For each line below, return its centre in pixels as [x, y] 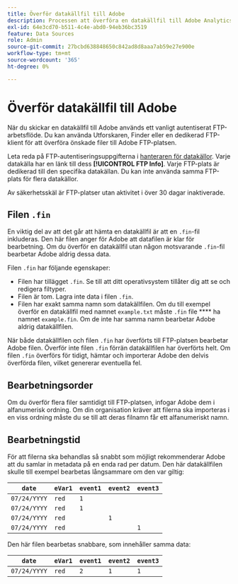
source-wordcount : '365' [44, 60]
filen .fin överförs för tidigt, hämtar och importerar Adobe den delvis [108, 355]
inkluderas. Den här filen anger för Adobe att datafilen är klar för [101, 239]
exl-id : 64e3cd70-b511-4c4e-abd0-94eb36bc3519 [77, 27]
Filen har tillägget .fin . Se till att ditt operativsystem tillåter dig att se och [124, 282]
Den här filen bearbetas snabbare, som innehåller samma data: [99, 544]
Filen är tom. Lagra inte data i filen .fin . [75, 297]
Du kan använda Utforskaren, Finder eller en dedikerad [124, 134]
